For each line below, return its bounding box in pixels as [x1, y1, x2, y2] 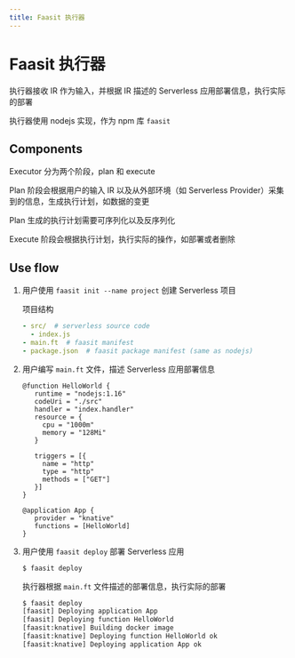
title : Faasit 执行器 [9, 12, 85, 22]
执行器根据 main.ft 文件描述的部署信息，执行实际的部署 [21, 581, 227, 591]
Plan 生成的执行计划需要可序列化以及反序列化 [9, 215, 176, 226]
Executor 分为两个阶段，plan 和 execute [9, 166, 155, 177]
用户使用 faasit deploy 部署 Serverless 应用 [21, 546, 185, 557]
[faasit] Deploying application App [21, 606, 158, 616]
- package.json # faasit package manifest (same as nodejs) [21, 346, 254, 356]
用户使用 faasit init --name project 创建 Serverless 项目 [21, 285, 236, 296]
